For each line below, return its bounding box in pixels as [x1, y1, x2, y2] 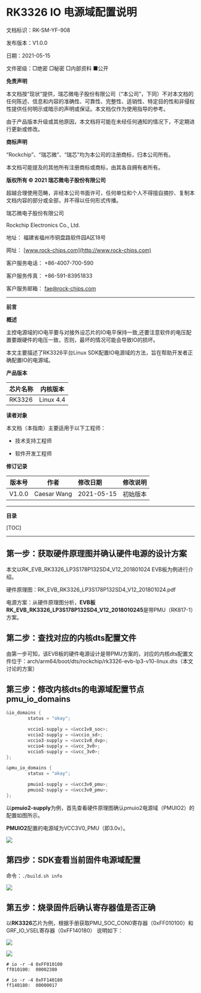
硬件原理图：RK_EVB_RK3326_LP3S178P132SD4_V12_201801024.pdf [6, 586, 176, 593]
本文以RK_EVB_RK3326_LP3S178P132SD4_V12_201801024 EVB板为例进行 [6, 565, 188, 573]
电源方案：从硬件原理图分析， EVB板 [6, 598, 96, 606]
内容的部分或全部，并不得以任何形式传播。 [16, 196, 121, 204]
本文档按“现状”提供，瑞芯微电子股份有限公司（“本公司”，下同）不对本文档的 [6, 90, 194, 97]
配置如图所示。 [6, 811, 43, 819]
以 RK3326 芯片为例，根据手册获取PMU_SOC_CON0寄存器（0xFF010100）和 [6, 919, 194, 927]
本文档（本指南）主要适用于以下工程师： [6, 424, 106, 431]
